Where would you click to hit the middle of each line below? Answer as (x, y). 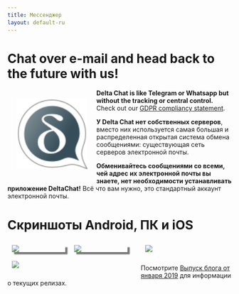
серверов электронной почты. (143, 152)
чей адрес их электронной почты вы (154, 173)
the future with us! (63, 73)
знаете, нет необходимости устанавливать (164, 181)
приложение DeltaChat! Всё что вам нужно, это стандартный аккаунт (115, 189)
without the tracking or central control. (155, 101)
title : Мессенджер (34, 15)
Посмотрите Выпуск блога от (186, 268)
